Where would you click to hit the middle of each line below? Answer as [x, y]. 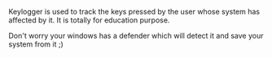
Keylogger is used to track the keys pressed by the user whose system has [134, 12]
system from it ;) [36, 44]
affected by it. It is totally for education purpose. [89, 20]
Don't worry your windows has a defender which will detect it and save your [136, 36]
